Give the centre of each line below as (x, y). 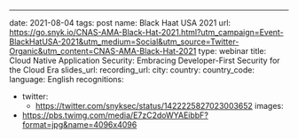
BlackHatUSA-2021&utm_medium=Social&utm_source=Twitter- (124, 42)
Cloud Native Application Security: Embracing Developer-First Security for (145, 60)
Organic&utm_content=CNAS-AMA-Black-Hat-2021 (103, 51)
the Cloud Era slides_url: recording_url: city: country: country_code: (132, 70)
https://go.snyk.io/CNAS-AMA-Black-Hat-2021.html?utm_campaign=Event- (146, 32)
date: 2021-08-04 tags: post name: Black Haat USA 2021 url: (120, 23)
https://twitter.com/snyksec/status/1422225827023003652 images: (159, 106)
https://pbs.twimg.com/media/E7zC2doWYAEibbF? (115, 115)
